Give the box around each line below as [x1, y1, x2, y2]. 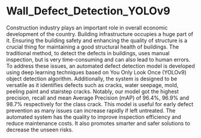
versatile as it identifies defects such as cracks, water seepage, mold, [6, 81, 179, 88]
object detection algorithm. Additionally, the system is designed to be [6, 75, 178, 82]
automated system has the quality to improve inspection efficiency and [6, 113, 181, 121]
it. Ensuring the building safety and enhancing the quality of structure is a [6, 37, 188, 44]
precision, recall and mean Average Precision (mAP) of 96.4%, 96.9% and [6, 94, 190, 101]
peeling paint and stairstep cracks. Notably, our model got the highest [6, 88, 179, 95]
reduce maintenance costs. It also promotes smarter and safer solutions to [6, 119, 190, 127]
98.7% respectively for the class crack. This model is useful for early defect [6, 100, 194, 107]
